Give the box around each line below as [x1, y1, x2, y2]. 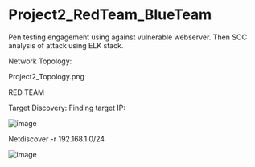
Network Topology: [8, 56, 72, 66]
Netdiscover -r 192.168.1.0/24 [8, 134, 105, 144]
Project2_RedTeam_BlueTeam [8, 6, 212, 24]
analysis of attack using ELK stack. [8, 40, 124, 50]
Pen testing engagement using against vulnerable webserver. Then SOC [8, 32, 248, 42]
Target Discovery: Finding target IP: [8, 103, 126, 112]
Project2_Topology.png [8, 71, 85, 81]
